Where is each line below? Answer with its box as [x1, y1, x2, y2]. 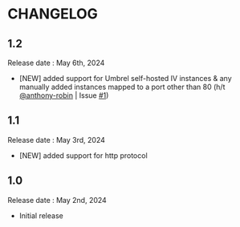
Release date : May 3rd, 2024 [7, 135, 106, 144]
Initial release [18, 210, 63, 221]
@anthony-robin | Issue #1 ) [18, 91, 109, 100]
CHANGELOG [7, 5, 98, 23]
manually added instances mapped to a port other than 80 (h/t [18, 82, 226, 91]
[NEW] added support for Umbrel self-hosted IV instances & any [18, 74, 232, 83]
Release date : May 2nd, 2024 [7, 195, 108, 205]
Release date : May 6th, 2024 [7, 58, 105, 67]
